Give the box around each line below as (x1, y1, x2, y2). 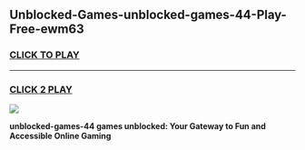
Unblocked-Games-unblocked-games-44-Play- (9, 7, 288, 23)
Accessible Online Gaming (9, 130, 112, 141)
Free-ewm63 (9, 22, 84, 37)
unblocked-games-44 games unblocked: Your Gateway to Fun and (9, 120, 266, 131)
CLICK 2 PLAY (9, 83, 73, 95)
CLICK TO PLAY (9, 49, 80, 62)
